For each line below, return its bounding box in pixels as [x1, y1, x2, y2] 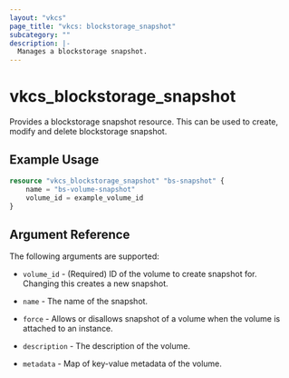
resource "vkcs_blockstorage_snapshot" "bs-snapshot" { [9, 176, 225, 185]
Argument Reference [9, 226, 130, 242]
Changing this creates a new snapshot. [22, 278, 169, 289]
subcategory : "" [9, 30, 71, 39]
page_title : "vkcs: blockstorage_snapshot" [9, 22, 177, 31]
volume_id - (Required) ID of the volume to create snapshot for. [22, 269, 257, 280]
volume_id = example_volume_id [25, 193, 144, 203]
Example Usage [9, 152, 100, 168]
